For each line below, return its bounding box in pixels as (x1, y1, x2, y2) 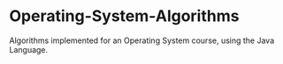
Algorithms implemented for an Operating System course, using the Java (9, 35, 275, 46)
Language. (9, 44, 49, 54)
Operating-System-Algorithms (9, 6, 240, 26)
